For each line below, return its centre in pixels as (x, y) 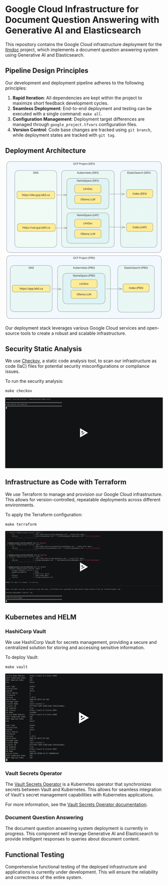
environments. (20, 505)
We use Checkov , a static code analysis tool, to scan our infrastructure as (81, 361)
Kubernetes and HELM (41, 617)
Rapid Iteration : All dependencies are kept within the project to (77, 98)
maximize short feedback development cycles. (60, 103)
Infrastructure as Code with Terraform (66, 482)
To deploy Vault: (22, 657)
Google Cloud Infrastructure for (72, 9)
